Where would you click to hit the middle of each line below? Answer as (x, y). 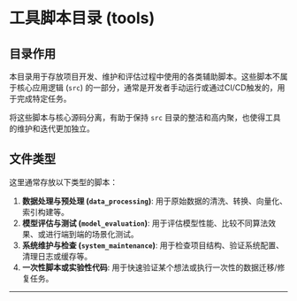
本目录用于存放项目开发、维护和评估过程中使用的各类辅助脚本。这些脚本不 (145, 77)
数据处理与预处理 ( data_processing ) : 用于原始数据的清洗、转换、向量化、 (155, 201)
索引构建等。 (45, 212)
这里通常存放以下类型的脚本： (63, 181)
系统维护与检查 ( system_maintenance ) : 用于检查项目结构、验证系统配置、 (153, 245)
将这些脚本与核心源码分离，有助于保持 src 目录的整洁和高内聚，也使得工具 (145, 117)
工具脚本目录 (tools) (82, 18)
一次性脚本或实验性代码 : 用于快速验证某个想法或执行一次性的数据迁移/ (149, 267)
